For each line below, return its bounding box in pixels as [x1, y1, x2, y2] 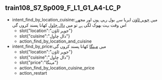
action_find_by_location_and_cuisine [19, 38, 92, 44]
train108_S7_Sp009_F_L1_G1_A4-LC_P [5, 4, 121, 12]
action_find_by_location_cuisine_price [19, 65, 95, 71]
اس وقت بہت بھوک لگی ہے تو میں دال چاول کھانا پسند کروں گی [12, 22, 127, 28]
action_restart [19, 70, 48, 76]
